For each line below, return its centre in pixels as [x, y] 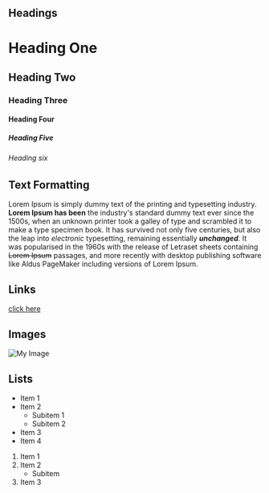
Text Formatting [49, 185]
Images [27, 334]
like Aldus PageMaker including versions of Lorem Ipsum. [103, 264]
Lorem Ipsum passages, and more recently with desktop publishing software [135, 256]
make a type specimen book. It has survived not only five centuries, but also [134, 230]
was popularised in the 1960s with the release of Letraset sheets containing [133, 247]
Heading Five [31, 138]
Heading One [53, 48]
